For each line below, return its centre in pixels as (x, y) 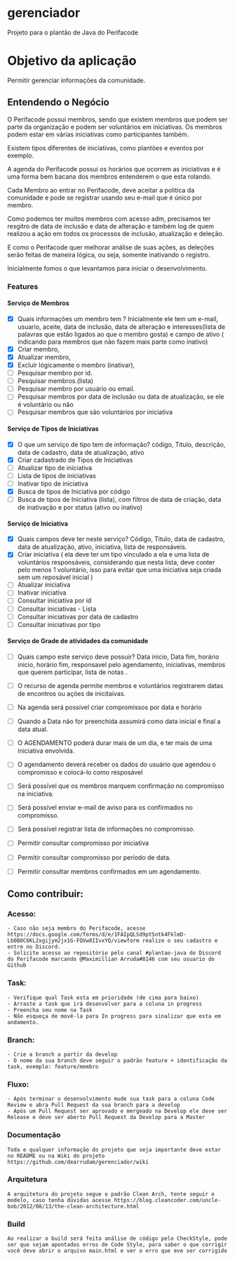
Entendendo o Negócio (59, 102)
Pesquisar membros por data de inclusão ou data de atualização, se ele (121, 397)
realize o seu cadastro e (180, 941)
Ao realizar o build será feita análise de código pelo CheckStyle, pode (117, 1239)
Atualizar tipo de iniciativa (55, 467)
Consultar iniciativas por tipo (59, 624)
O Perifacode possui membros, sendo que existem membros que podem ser (117, 119)
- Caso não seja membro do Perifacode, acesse (76, 929)
